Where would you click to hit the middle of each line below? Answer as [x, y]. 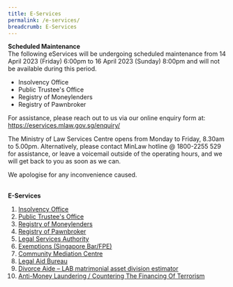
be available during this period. [52, 69]
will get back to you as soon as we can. [65, 161]
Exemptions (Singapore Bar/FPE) [65, 246]
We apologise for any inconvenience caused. [73, 175]
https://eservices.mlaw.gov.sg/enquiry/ [64, 126]
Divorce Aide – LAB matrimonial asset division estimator [98, 269]
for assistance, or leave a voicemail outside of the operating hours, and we [115, 154]
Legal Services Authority [53, 239]
